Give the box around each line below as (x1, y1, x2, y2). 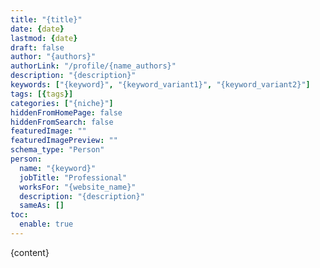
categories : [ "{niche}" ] (10, 98, 114, 108)
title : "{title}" (10, 14, 83, 25)
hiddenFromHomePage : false (10, 107, 123, 118)
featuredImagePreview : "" (10, 136, 118, 146)
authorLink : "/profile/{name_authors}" (10, 61, 177, 71)
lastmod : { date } (10, 33, 78, 43)
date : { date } (10, 24, 65, 34)
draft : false (10, 42, 65, 53)
